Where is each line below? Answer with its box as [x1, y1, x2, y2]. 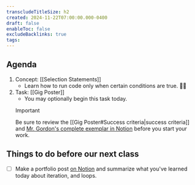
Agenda [6, 59, 37, 70]
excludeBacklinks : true [6, 32, 67, 38]
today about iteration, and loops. [15, 172, 97, 179]
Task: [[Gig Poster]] [15, 89, 65, 96]
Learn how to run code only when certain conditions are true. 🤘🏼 [24, 82, 187, 89]
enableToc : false [6, 25, 51, 32]
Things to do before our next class [6, 149, 139, 160]
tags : [6, 37, 20, 43]
